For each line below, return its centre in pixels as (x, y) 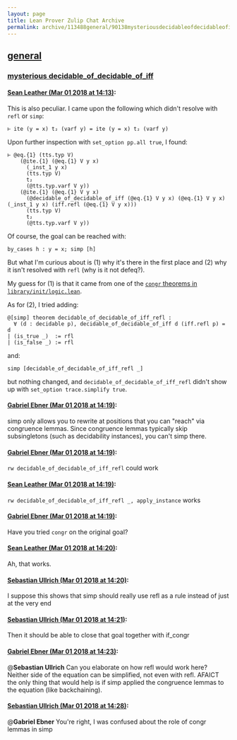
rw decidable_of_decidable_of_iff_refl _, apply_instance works (104, 500)
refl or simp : (26, 116)
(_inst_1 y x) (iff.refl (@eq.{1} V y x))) (72, 204)
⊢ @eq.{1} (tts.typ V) (41, 155)
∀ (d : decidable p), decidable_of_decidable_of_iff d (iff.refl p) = (120, 324)
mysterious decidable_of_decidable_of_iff (80, 76)
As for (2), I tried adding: (43, 304)
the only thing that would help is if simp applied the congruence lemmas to (116, 682)
